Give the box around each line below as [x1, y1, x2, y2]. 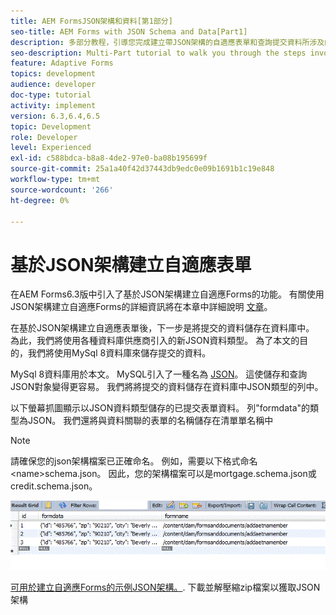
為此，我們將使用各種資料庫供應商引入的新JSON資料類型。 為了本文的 [10, 335, 300, 347]
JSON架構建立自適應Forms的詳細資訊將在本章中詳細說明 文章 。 [10, 301, 273, 313]
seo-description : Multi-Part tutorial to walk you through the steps [10, 48, 307, 58]
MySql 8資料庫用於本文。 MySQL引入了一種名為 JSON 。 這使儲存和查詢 [10, 368, 308, 380]
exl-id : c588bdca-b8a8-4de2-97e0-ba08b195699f [10, 153, 208, 164]
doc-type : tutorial [10, 90, 92, 100]
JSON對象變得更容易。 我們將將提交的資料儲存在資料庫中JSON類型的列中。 [10, 381, 324, 393]
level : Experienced [10, 143, 92, 153]
